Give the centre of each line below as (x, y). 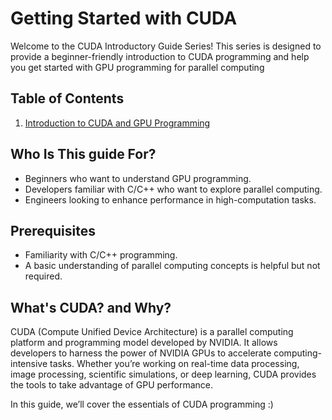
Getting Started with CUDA (124, 18)
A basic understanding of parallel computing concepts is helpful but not (172, 266)
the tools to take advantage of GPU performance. (112, 385)
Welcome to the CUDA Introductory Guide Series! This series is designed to (166, 46)
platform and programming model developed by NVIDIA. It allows (144, 343)
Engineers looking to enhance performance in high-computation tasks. (170, 199)
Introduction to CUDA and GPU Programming (117, 123)
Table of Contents (67, 98)
